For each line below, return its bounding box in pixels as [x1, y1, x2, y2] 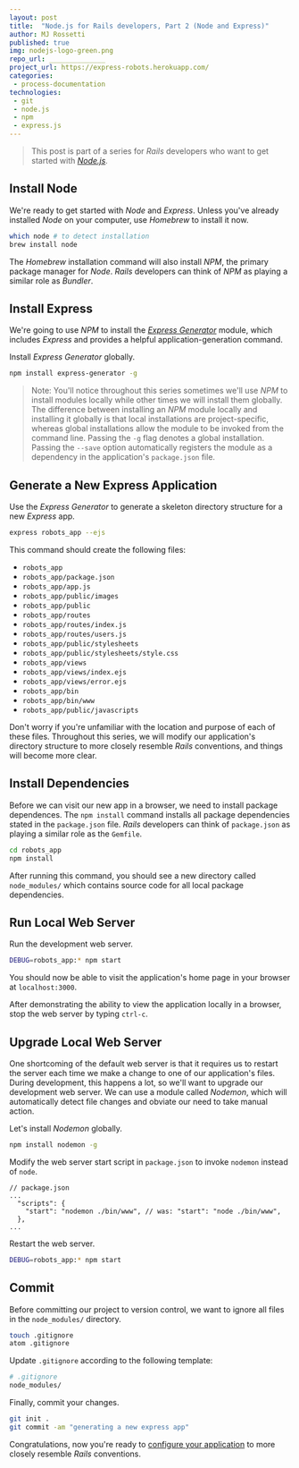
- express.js [12, 122, 62, 131]
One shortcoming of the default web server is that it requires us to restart [9, 1058, 278, 1069]
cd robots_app [9, 845, 62, 854]
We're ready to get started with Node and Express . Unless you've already [9, 205, 279, 216]
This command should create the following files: [9, 544, 186, 555]
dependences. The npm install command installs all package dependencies [9, 809, 290, 819]
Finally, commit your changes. [9, 1397, 120, 1408]
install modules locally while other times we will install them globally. [30, 395, 283, 405]
